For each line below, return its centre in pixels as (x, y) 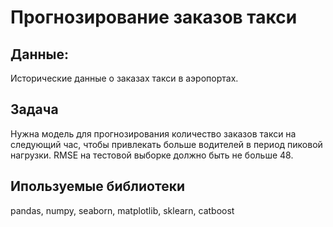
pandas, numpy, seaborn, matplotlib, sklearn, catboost (122, 210)
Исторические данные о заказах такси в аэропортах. (124, 78)
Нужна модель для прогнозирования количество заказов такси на (153, 133)
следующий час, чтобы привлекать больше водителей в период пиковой (166, 144)
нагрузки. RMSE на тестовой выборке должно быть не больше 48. (152, 155)
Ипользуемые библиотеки (97, 186)
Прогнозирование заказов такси (154, 17)
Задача (34, 109)
